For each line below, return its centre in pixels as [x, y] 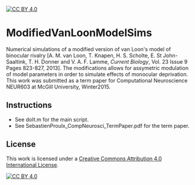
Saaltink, [17, 61]
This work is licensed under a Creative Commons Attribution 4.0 [84, 158]
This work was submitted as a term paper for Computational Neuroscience [97, 80]
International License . [32, 164]
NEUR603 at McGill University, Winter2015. [58, 87]
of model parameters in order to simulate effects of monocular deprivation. [97, 74]
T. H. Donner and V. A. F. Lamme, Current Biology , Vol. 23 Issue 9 [108, 61]
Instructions [29, 105]
